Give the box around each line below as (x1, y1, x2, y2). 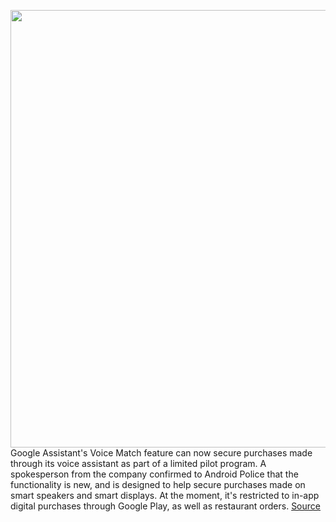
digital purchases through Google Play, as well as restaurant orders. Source (10, 500, 321, 512)
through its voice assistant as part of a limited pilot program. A (10, 458, 267, 469)
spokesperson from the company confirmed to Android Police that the (10, 468, 299, 480)
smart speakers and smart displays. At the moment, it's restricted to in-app (10, 490, 320, 501)
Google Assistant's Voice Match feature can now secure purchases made (10, 447, 313, 459)
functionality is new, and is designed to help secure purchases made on (10, 479, 306, 490)
